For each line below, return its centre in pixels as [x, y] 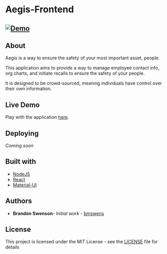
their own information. [29, 89]
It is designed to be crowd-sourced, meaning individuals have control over [84, 83]
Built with [21, 162]
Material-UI [25, 185]
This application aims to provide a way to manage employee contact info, [82, 68]
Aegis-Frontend [40, 9]
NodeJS [21, 174]
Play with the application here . [37, 117]
